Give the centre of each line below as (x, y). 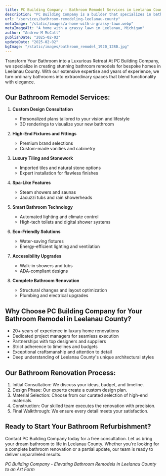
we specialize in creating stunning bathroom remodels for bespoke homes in (83, 66)
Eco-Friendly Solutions (36, 232)
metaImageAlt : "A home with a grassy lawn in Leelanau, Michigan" (75, 28)
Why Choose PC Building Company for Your (74, 311)
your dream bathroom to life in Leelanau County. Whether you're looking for (82, 444)
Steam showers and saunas (48, 192)
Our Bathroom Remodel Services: (58, 97)
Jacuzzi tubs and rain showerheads (56, 198)
